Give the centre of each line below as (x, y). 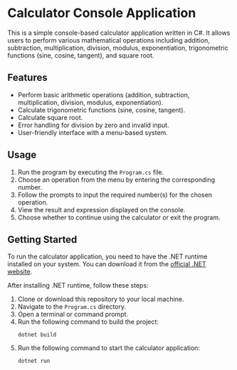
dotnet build (37, 335)
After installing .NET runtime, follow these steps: (78, 285)
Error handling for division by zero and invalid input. (93, 125)
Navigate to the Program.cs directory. (72, 307)
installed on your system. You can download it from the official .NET (107, 264)
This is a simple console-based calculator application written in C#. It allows (119, 33)
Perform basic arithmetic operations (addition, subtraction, (104, 94)
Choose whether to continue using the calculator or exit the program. (119, 217)
